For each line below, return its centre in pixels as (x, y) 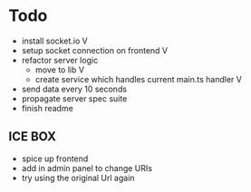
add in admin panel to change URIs (87, 168)
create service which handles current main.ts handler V (138, 79)
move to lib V (60, 70)
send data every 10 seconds (74, 89)
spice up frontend (55, 158)
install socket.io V (54, 41)
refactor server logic (60, 60)
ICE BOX (32, 137)
